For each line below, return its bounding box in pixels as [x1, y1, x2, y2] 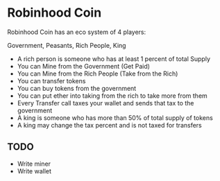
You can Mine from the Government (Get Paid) [17, 62, 151, 70]
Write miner [17, 160, 51, 168]
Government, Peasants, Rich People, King [7, 41, 126, 49]
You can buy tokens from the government [17, 84, 137, 92]
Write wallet [17, 166, 52, 175]
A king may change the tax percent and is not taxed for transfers [17, 121, 203, 129]
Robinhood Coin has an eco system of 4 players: [7, 28, 146, 36]
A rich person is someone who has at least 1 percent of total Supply [17, 54, 210, 63]
